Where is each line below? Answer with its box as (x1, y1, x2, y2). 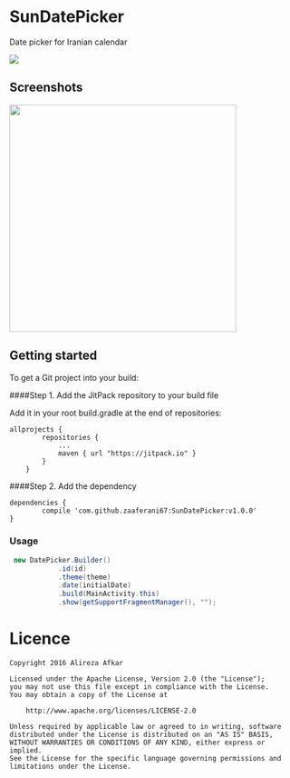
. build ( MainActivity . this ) (57, 589, 160, 599)
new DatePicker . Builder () (13, 555, 111, 564)
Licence (9, 629, 71, 649)
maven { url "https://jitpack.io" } (57, 448, 197, 458)
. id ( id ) (57, 564, 88, 574)
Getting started (9, 348, 98, 364)
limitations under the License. (9, 762, 131, 772)
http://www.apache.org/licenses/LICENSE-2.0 (25, 706, 197, 715)
